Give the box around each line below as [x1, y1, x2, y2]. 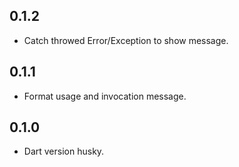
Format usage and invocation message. [23, 90, 187, 102]
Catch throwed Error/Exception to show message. [23, 34, 229, 46]
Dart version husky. [23, 145, 105, 158]
